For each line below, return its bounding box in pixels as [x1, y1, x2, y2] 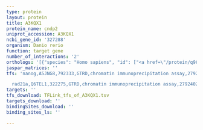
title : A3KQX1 [6, 20, 42, 26]
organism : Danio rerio [6, 43, 63, 49]
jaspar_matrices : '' [6, 64, 59, 71]
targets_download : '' [6, 98, 61, 104]
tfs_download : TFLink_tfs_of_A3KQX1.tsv [6, 93, 110, 99]
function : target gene [6, 48, 63, 54]
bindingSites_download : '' [6, 104, 74, 110]
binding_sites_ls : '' [6, 109, 61, 115]
